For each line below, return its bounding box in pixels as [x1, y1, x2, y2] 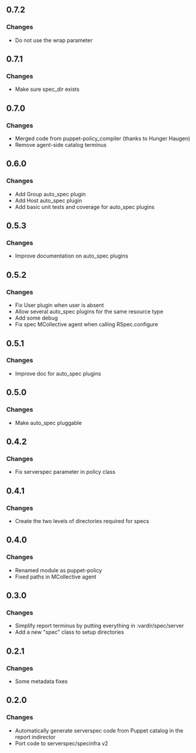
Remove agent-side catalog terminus [14, 141, 107, 149]
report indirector [14, 733, 56, 740]
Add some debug [14, 314, 58, 321]
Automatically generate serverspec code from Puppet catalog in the [14, 727, 183, 734]
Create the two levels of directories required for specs [14, 517, 149, 524]
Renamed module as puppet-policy [14, 566, 102, 574]
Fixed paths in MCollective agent [14, 573, 97, 580]
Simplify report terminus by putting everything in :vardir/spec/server [14, 622, 185, 630]
